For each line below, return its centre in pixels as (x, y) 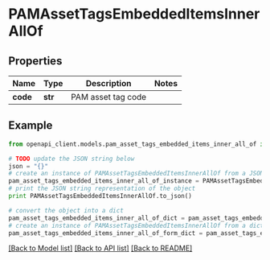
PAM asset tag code (109, 97)
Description (108, 83)
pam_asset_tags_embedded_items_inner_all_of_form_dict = (106, 233)
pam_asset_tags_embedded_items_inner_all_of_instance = (104, 181)
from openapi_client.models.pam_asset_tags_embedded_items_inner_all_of (133, 144)
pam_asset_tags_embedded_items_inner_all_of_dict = (96, 218)
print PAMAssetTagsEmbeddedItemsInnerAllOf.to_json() (100, 196)
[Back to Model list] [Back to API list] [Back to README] (100, 248)
